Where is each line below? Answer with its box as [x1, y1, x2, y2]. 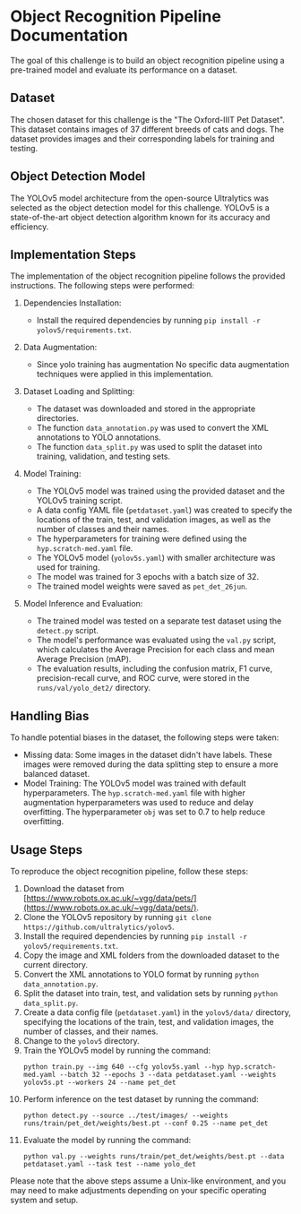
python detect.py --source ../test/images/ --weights [22, 1111, 228, 1120]
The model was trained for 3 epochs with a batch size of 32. [36, 572, 259, 582]
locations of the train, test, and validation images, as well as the [36, 514, 271, 525]
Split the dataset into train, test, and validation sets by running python [22, 988, 279, 998]
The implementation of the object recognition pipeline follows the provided [10, 271, 286, 281]
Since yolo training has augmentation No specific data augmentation [36, 359, 289, 370]
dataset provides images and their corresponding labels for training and [10, 133, 275, 144]
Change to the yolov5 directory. [22, 1036, 140, 1046]
